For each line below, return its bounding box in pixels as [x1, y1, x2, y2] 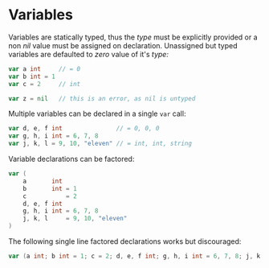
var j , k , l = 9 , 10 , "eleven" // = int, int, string [8, 139, 193, 148]
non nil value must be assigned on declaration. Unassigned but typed [8, 40, 238, 50]
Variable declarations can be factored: [8, 155, 135, 164]
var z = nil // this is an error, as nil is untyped [8, 94, 196, 102]
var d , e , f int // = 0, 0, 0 [8, 125, 160, 133]
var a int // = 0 [8, 64, 81, 73]
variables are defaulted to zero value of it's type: [8, 49, 169, 59]
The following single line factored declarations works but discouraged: [8, 237, 242, 246]
